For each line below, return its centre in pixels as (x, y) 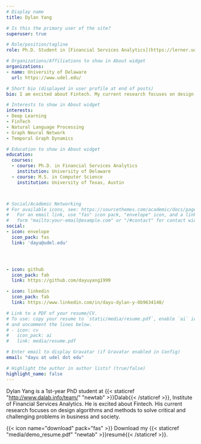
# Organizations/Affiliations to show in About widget (76, 61)
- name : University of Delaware (46, 72)
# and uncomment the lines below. (49, 324)
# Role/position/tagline (37, 45)
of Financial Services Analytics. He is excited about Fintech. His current (94, 404)
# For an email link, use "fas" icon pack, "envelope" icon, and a (95, 215)
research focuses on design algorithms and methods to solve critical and (96, 410)
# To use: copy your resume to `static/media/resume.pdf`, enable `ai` (97, 319)
